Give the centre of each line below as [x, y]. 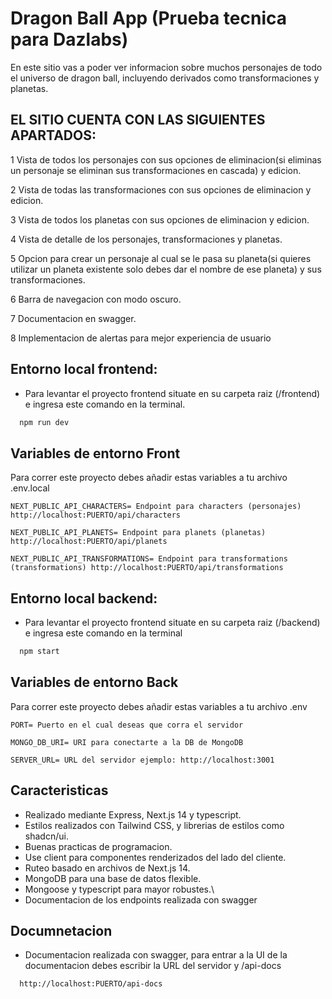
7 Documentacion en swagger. [73, 318]
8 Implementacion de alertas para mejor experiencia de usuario [141, 338]
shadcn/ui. [46, 836]
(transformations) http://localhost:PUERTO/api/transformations [147, 568]
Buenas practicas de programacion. [98, 846]
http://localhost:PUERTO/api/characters [96, 515]
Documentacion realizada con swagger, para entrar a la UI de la [156, 955]
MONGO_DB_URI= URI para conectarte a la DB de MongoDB [127, 742]
